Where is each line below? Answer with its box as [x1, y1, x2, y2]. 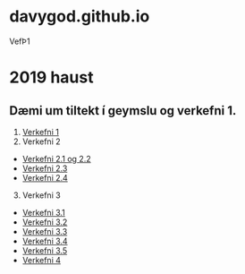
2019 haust [9, 67, 94, 88]
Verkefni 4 [21, 254, 61, 265]
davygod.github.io [9, 6, 150, 27]
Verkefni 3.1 [21, 207, 65, 218]
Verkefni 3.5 [21, 244, 68, 256]
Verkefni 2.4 [21, 172, 69, 183]
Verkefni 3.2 [21, 217, 68, 227]
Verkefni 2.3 [21, 163, 68, 174]
